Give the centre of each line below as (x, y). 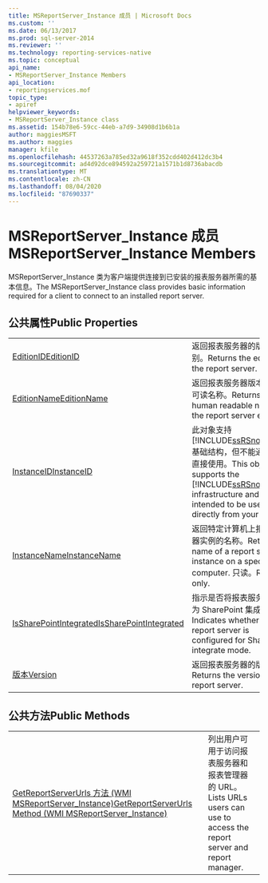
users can (227, 808)
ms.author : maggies (41, 142)
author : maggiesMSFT (43, 134)
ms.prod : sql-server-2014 (51, 38)
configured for (219, 640)
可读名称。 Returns (227, 395)
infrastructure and (225, 495)
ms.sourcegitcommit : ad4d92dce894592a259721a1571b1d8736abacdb (116, 165)
